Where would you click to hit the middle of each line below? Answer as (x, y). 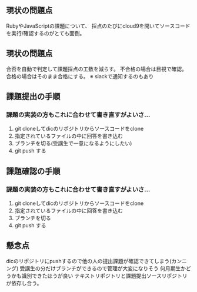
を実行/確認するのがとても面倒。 (46, 33)
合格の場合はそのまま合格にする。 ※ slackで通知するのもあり (80, 76)
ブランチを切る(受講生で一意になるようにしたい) (73, 144)
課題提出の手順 (33, 97)
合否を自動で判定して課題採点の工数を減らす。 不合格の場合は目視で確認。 (96, 69)
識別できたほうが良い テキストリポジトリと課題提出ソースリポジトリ (104, 276)
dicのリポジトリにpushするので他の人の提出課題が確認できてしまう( (89, 261)
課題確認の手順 (33, 171)
